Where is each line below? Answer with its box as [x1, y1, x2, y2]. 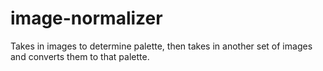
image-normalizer [10, 7, 163, 30]
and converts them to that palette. [10, 50, 150, 62]
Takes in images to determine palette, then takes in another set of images [10, 40, 313, 52]
